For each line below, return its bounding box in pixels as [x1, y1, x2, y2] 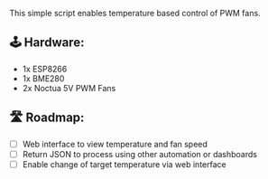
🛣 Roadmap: [9, 110, 85, 126]
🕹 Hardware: [9, 35, 85, 51]
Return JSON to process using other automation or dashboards [22, 148, 257, 159]
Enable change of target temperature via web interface [22, 158, 227, 170]
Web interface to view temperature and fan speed [22, 138, 208, 149]
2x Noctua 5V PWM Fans [22, 82, 116, 93]
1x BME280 [22, 72, 65, 84]
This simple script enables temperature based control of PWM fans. [9, 8, 261, 18]
